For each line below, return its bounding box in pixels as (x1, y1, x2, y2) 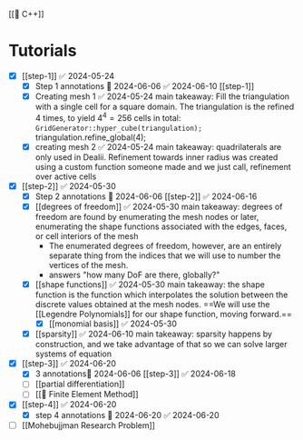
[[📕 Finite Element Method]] (34, 389, 139, 400)
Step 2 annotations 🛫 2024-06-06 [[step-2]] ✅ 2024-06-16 (34, 191, 258, 202)
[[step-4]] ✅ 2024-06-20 (21, 399, 117, 410)
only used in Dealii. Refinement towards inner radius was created (34, 151, 279, 163)
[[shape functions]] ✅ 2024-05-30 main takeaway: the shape (34, 279, 265, 290)
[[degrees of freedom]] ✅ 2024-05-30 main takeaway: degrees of (34, 201, 283, 212)
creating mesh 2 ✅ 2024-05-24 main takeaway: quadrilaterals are (34, 141, 282, 152)
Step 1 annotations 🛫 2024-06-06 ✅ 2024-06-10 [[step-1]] (34, 81, 255, 91)
